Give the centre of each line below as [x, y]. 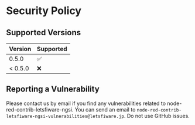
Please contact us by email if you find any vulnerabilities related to [86, 103]
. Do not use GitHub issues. [157, 116]
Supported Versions [43, 33]
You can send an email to [105, 109]
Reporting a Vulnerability [53, 89]
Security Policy [44, 11]
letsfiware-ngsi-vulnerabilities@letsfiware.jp [65, 116]
